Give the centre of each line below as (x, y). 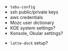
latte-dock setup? (29, 43)
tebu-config (22, 7)
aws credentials (26, 17)
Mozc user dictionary (32, 22)
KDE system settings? (32, 28)
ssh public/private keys (34, 12)
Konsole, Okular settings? (37, 33)
